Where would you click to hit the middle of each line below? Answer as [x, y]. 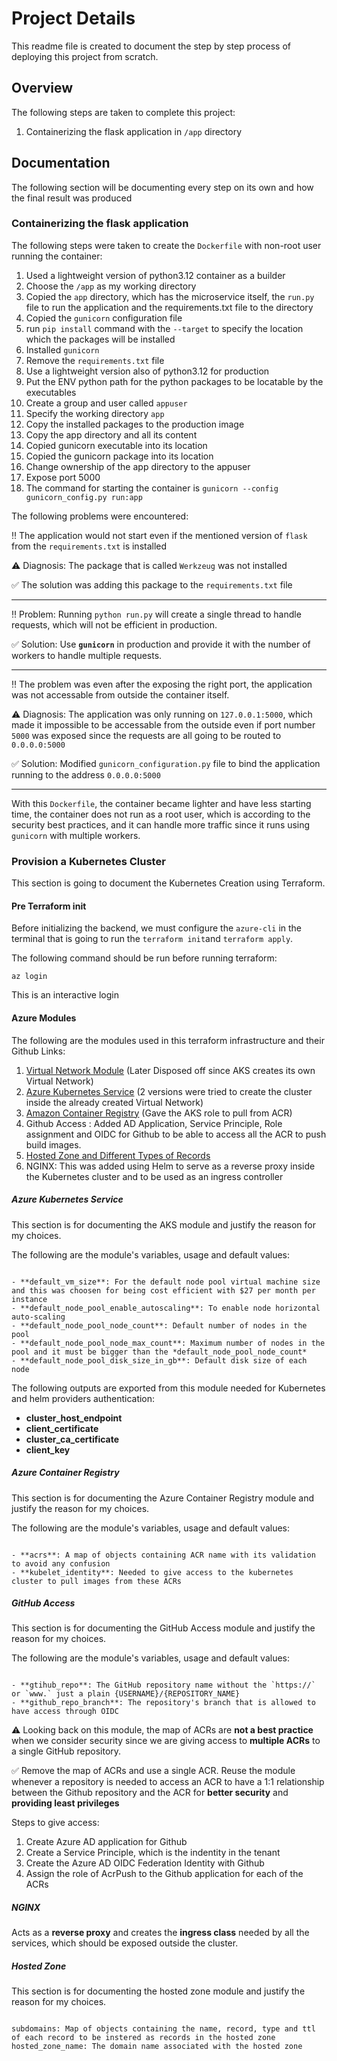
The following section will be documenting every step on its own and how [162, 187]
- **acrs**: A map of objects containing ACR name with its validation [163, 1555]
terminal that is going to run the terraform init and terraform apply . [152, 939]
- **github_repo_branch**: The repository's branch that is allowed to [163, 1703]
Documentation [61, 163]
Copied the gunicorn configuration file [104, 318]
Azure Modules [44, 1018]
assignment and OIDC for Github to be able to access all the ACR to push [176, 1134]
